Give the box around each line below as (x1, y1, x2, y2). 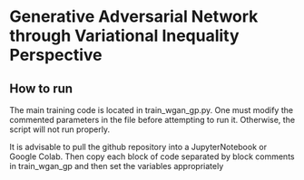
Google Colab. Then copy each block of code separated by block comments (9, 151, 295, 162)
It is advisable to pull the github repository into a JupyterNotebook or (9, 142, 268, 152)
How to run (9, 81, 74, 96)
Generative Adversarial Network (9, 6, 259, 27)
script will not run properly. (9, 124, 111, 135)
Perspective (9, 45, 103, 65)
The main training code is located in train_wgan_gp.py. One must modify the (9, 105, 293, 115)
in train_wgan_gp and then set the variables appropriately (9, 161, 224, 171)
